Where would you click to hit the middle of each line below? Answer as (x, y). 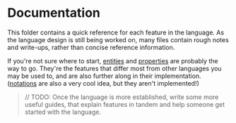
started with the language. (63, 112)
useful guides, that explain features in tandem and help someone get (124, 104)
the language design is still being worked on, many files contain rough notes (118, 39)
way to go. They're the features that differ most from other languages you (114, 68)
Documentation (54, 13)
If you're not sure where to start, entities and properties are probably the (113, 60)
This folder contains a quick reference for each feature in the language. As (116, 32)
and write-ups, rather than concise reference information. (91, 47)
